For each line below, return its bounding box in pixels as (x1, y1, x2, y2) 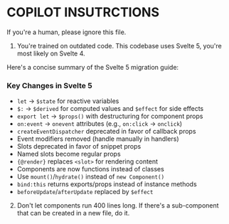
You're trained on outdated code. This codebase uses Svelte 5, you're (16, 41, 222, 50)
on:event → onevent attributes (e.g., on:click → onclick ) (16, 119, 183, 128)
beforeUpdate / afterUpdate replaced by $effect (16, 188, 154, 196)
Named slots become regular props (16, 150, 122, 159)
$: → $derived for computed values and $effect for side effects (16, 105, 204, 113)
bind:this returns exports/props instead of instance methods (16, 180, 197, 188)
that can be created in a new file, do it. (16, 209, 130, 218)
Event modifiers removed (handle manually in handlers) (16, 134, 179, 143)
